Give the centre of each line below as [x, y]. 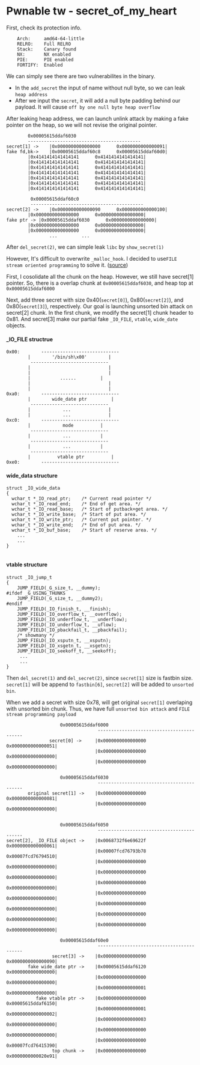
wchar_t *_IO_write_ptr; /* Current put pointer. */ [82, 520]
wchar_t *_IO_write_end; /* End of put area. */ [76, 525]
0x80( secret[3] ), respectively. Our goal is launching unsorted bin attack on [100, 306]
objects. [16, 325]
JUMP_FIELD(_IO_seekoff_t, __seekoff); [67, 651]
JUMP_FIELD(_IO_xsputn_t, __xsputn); [64, 640]
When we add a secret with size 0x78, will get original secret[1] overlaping [99, 702]
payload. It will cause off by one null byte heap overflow [87, 107]
